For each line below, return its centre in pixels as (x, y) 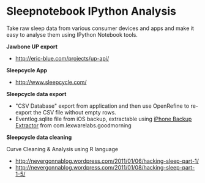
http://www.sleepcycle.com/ (51, 82)
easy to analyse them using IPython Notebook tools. (72, 34)
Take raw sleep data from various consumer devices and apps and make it (100, 28)
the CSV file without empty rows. (75, 112)
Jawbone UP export (32, 47)
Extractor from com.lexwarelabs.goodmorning (73, 125)
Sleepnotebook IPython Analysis (91, 11)
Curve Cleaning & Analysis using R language (62, 149)
